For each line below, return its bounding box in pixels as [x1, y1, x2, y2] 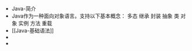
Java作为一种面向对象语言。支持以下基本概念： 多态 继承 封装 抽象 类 [11, 12, 180, 19]
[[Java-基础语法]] [11, 27, 54, 34]
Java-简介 [11, 5, 36, 12]
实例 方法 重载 [18, 20, 53, 26]
